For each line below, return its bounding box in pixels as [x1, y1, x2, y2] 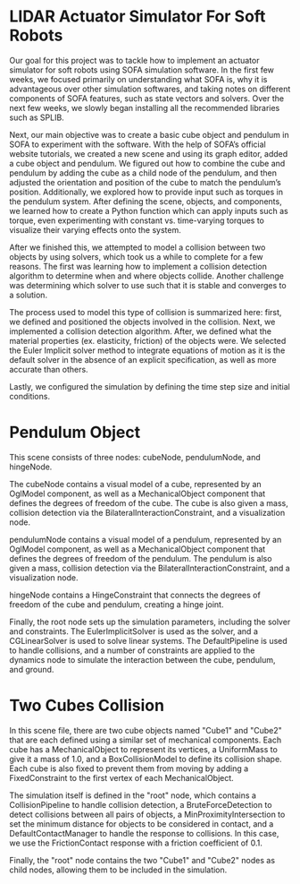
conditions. [9, 391, 51, 401]
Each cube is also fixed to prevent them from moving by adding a [9, 763, 249, 774]
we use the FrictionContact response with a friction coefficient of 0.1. [9, 837, 263, 848]
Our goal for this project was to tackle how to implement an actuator [9, 55, 260, 65]
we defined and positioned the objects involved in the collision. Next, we [9, 316, 276, 327]
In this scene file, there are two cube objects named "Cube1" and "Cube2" [9, 725, 283, 735]
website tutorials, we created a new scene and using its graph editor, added [9, 148, 288, 159]
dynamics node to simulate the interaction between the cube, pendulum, [9, 654, 276, 665]
